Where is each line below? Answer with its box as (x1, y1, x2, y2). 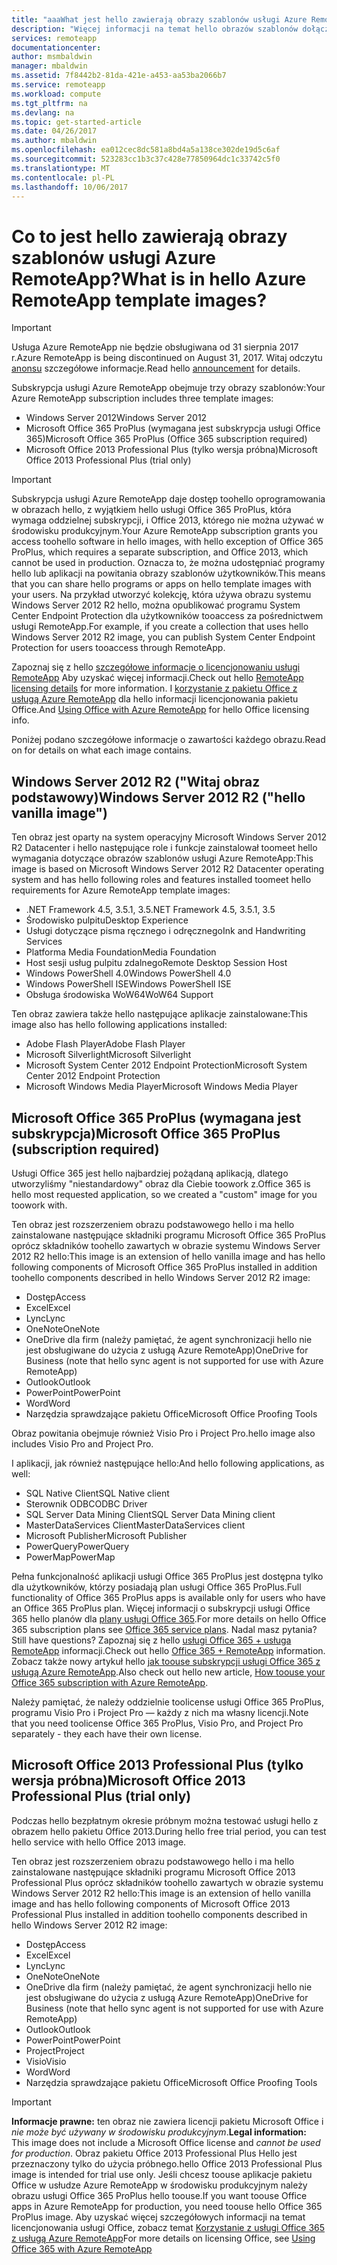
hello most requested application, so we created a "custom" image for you (11, 1188, 318, 1200)
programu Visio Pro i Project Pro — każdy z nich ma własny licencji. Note (11, 1706, 309, 1718)
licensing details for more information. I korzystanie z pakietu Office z (11, 682, 298, 695)
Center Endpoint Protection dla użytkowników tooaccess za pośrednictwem (11, 610, 324, 622)
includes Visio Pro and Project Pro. (11, 1437, 154, 1450)
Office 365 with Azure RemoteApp (11, 2242, 153, 2255)
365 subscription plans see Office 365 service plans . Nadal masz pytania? (11, 1623, 318, 1635)
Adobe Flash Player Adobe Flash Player (25, 1038, 186, 1050)
